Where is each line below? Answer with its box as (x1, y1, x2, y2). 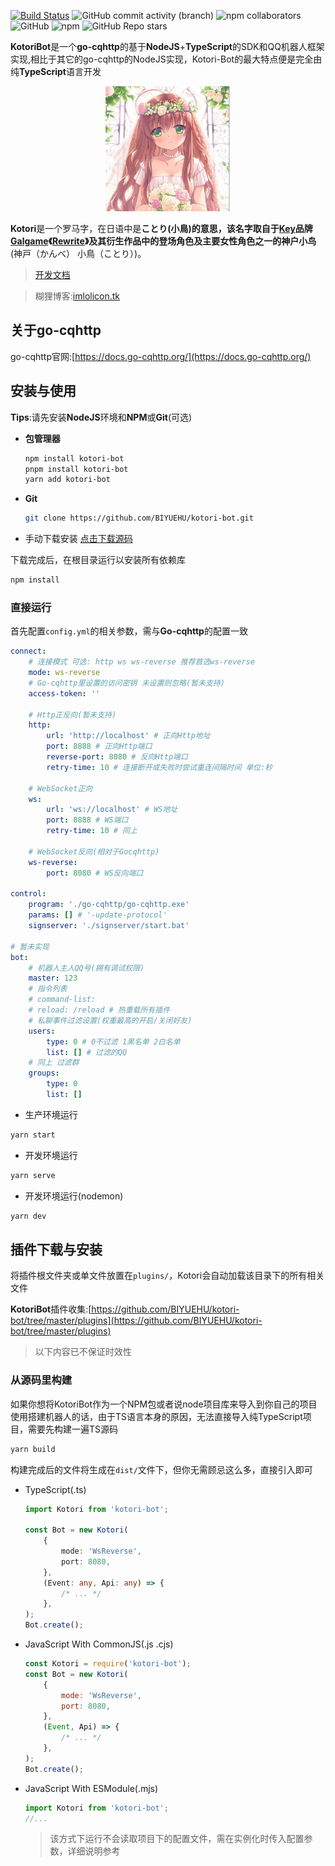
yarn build (10, 1444, 56, 1454)
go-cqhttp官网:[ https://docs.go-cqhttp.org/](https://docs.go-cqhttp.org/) (10, 350, 312, 362)
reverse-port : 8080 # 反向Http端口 (46, 752, 188, 762)
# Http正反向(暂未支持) (28, 710, 117, 720)
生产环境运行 (24, 1108, 78, 1120)
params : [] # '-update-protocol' (28, 910, 168, 920)
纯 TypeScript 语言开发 (10, 66, 102, 77)
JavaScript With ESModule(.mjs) (24, 1782, 159, 1794)
